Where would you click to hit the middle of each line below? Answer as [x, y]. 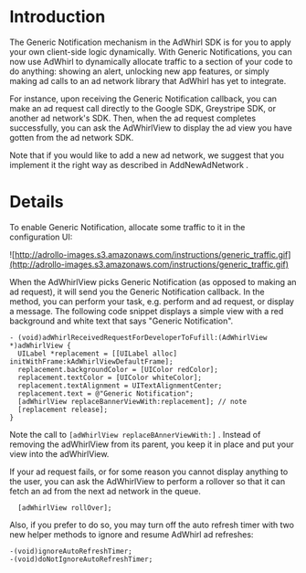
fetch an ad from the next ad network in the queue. [105, 491]
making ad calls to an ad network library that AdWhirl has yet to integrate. [148, 80]
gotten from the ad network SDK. [72, 137]
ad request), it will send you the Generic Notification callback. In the [137, 292]
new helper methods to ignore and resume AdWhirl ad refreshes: [132, 534]
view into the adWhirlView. [59, 453]
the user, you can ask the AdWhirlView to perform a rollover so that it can [148, 481]
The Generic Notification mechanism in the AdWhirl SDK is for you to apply [150, 42]
